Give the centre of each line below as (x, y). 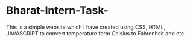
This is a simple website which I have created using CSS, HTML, (86, 27)
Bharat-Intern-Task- (57, 10)
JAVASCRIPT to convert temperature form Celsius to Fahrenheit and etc (95, 33)
